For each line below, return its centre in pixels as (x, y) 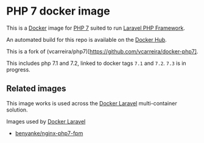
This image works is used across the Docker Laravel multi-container (92, 103)
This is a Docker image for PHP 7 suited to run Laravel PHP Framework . (96, 28)
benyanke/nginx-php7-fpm (49, 133)
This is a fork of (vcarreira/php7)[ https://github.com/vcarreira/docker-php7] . (102, 51)
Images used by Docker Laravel (46, 121)
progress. (18, 69)
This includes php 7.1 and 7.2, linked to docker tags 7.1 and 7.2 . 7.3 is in (97, 63)
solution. (17, 110)
